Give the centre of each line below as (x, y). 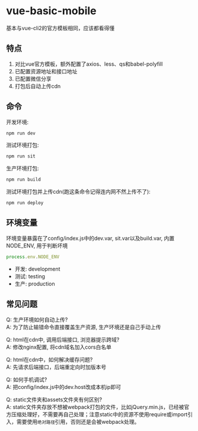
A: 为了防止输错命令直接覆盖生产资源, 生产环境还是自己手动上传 (84, 327)
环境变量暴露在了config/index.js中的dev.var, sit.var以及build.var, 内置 (90, 238)
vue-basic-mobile (51, 11)
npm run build (24, 180)
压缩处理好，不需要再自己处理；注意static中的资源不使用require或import (99, 414)
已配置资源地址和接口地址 (46, 71)
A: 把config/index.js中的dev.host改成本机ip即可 (64, 387)
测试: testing (30, 276)
